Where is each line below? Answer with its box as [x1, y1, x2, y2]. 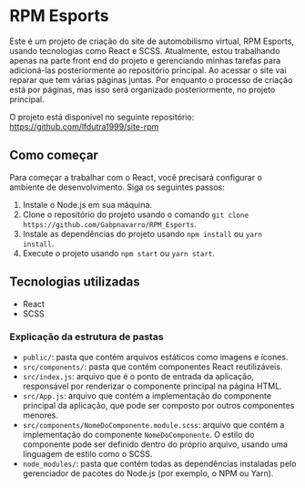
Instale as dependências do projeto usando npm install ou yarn [22, 228, 262, 239]
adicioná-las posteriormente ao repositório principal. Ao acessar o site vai [9, 65, 287, 76]
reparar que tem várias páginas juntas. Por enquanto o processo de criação [9, 74, 293, 85]
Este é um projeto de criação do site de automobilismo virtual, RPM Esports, [9, 36, 294, 47]
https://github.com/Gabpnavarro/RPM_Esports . [22, 218, 198, 229]
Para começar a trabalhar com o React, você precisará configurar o [9, 171, 262, 182]
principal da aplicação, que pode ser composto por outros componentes [22, 400, 295, 410]
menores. [22, 410, 59, 421]
